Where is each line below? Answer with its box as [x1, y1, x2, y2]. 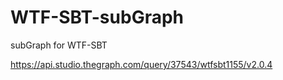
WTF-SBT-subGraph [10, 6, 185, 29]
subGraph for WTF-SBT [10, 39, 108, 51]
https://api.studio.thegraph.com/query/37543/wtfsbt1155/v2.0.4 [10, 58, 273, 70]
